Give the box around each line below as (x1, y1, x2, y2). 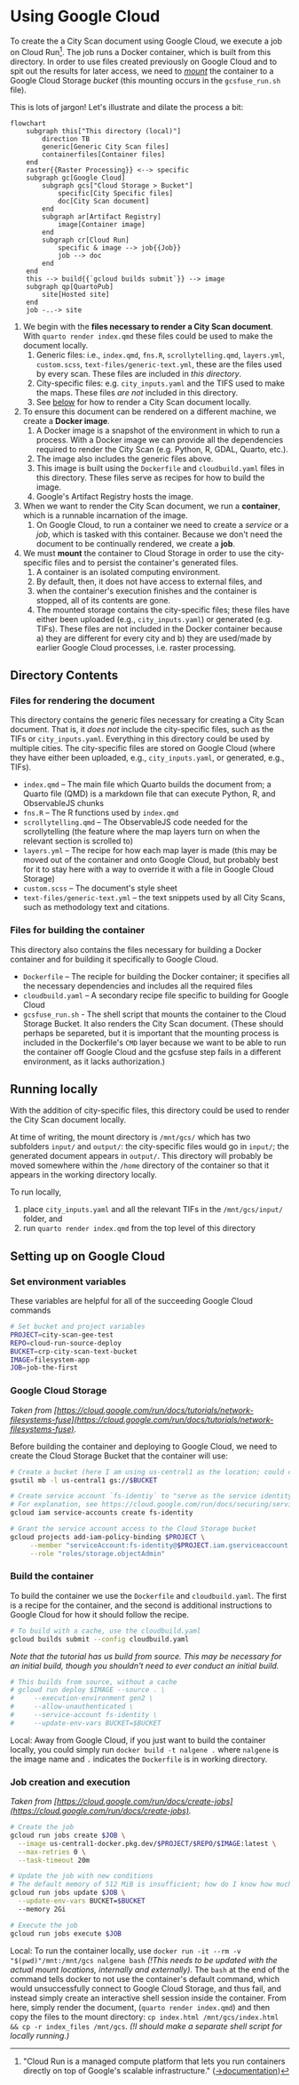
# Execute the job (10, 1921, 78, 1929)
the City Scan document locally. (10, 1114, 127, 1125)
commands (10, 1305, 51, 1316)
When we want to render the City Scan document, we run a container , (22, 500, 281, 511)
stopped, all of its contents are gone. (35, 595, 171, 605)
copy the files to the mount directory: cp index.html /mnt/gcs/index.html (10, 2011, 279, 2022)
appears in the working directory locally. (10, 1170, 158, 1180)
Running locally (10, 1082, 98, 1097)
